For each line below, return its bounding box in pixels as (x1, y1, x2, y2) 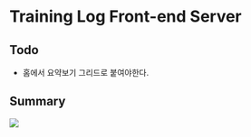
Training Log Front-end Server (9, 6, 242, 27)
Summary (9, 94, 66, 109)
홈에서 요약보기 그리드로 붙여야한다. (22, 68, 150, 78)
